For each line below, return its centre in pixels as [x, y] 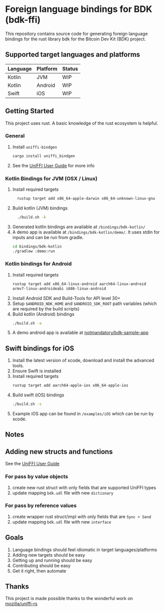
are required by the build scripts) [46, 308]
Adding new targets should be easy [49, 555]
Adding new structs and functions [59, 452]
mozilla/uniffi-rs [21, 604]
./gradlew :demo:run [34, 251]
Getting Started [30, 111]
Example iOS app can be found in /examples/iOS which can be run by [83, 414]
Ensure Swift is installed [37, 371]
